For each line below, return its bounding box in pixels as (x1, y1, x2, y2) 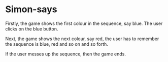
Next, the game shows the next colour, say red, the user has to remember (5, 36, 159, 42)
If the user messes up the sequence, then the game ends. (5, 51, 126, 57)
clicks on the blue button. (5, 25, 58, 32)
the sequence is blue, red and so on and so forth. (5, 41, 108, 47)
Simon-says (5, 4, 57, 15)
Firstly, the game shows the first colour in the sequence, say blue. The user (5, 20, 163, 26)
